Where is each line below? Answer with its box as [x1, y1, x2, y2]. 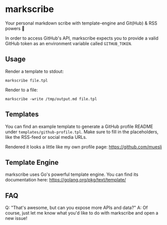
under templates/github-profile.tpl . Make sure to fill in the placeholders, [5, 129, 158, 135]
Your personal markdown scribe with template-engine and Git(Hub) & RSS [5, 20, 157, 26]
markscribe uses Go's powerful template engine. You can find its [5, 171, 138, 177]
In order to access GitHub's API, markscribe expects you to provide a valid [5, 35, 158, 41]
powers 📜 [5, 25, 25, 31]
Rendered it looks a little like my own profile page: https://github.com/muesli [5, 144, 162, 150]
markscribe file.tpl [5, 78, 48, 83]
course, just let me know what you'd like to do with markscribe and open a [5, 210, 158, 216]
